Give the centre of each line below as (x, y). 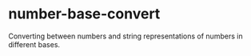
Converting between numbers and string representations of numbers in (125, 36)
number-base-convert (84, 14)
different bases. (34, 44)
